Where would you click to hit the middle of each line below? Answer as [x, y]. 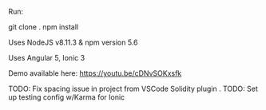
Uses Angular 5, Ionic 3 [47, 58]
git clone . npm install [44, 27]
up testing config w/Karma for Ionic [67, 97]
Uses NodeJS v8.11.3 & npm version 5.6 [73, 42]
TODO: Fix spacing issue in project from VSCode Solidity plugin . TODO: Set [133, 88]
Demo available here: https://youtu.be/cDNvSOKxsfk [95, 73]
